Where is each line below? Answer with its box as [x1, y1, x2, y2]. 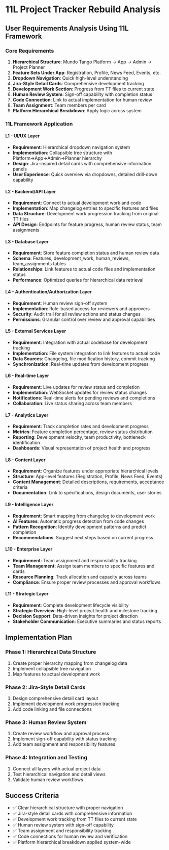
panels [12, 166, 27, 172]
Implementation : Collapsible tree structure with [12, 149, 113, 156]
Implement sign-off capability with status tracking [12, 736, 117, 742]
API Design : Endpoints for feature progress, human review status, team [12, 221, 162, 228]
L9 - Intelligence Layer [5, 502, 54, 508]
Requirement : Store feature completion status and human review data [12, 250, 159, 256]
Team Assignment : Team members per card [12, 102, 106, 108]
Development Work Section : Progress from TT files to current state [12, 86, 155, 92]
